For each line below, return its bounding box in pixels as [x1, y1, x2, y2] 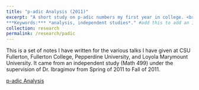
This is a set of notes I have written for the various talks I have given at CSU [6, 47, 191, 54]
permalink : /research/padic [6, 31, 76, 37]
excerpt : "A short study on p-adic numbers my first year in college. [6, 14, 184, 20]
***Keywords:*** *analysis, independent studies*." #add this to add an [6, 20, 190, 25]
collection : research [6, 25, 60, 31]
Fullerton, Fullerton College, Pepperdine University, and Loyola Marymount [6, 53, 188, 60]
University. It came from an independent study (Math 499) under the [6, 60, 174, 67]
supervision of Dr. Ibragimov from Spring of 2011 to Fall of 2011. [6, 66, 161, 73]
